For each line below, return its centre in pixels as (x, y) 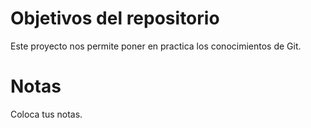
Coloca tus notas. (46, 114)
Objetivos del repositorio (115, 18)
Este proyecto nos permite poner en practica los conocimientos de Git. (156, 46)
